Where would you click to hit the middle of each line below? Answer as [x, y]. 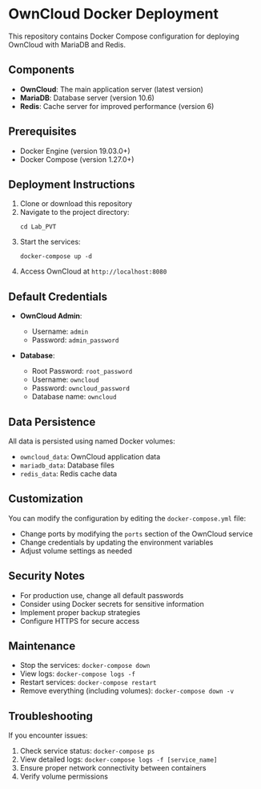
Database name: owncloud [74, 397]
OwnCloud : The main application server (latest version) [112, 89]
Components [41, 70]
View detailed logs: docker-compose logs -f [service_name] [118, 759]
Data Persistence [52, 422]
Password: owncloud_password [81, 388]
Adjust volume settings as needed [76, 551]
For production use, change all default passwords [102, 595]
